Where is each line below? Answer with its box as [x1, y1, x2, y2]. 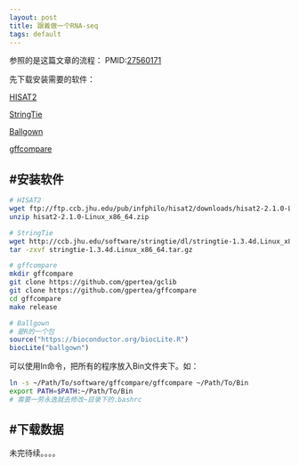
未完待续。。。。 [9, 447, 61, 458]
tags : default [9, 29, 62, 38]
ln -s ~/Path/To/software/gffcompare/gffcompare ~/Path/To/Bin [9, 379, 249, 388]
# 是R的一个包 [9, 327, 55, 336]
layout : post [9, 12, 58, 22]
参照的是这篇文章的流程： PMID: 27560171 [9, 55, 162, 66]
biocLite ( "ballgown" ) [9, 344, 90, 353]
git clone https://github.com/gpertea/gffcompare [9, 286, 198, 295]
